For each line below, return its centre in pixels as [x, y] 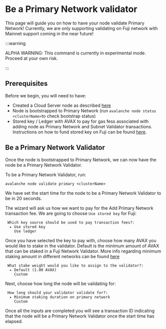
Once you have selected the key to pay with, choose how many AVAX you [81, 240]
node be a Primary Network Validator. [44, 165]
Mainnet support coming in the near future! [49, 33]
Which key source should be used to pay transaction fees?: [71, 222]
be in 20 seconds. [24, 198]
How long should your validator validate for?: [58, 293]
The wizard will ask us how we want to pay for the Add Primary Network [79, 208]
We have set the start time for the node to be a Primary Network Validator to [83, 193]
